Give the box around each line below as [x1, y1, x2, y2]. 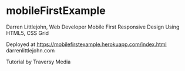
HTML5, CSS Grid [6, 29, 49, 36]
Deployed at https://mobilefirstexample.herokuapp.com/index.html [6, 41, 167, 48]
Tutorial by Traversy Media [6, 58, 71, 65]
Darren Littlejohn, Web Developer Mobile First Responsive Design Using [6, 23, 180, 30]
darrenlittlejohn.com [6, 47, 55, 54]
